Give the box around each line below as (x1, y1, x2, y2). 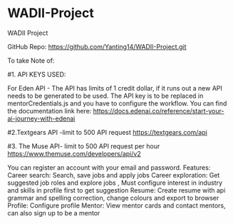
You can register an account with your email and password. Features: (7, 163, 211, 172)
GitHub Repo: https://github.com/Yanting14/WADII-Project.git (7, 42, 187, 51)
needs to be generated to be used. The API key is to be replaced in (7, 91, 204, 100)
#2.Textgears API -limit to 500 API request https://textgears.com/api (7, 128, 208, 136)
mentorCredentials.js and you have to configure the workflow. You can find (7, 98, 227, 108)
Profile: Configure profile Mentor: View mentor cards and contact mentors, (7, 201, 226, 210)
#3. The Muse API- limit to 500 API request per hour (7, 141, 160, 151)
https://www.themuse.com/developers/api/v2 (7, 149, 141, 158)
